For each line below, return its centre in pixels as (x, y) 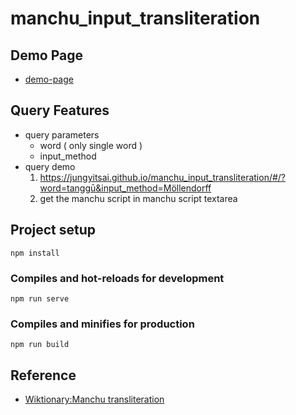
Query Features (60, 110)
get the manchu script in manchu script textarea (138, 198)
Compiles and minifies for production (102, 324)
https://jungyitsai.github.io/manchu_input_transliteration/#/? (163, 177)
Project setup (53, 230)
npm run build (40, 345)
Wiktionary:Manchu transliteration (94, 399)
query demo (50, 166)
